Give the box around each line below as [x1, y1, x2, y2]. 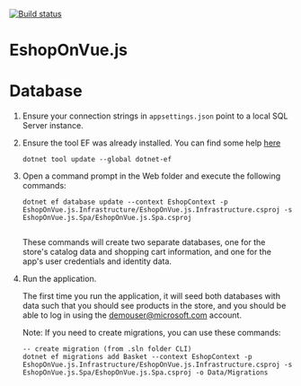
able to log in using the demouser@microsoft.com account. [22, 310, 243, 320]
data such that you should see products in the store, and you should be [22, 301, 287, 311]
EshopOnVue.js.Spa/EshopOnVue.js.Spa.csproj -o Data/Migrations [22, 368, 269, 377]
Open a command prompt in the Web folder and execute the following [22, 171, 281, 181]
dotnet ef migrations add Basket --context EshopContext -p [22, 353, 252, 362]
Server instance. [22, 120, 84, 131]
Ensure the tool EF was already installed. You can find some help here [22, 137, 281, 148]
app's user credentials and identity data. [22, 256, 173, 267]
